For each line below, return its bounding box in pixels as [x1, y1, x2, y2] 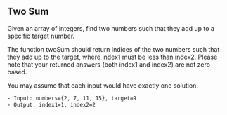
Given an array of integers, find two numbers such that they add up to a [7, 24, 214, 32]
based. [7, 67, 27, 76]
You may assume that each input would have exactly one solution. [7, 81, 199, 90]
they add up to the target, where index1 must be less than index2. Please [7, 53, 218, 61]
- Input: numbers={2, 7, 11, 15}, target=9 [7, 95, 137, 102]
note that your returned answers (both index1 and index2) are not [7, 60, 196, 69]
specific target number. [7, 32, 75, 40]
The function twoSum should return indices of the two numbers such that [7, 45, 220, 53]
